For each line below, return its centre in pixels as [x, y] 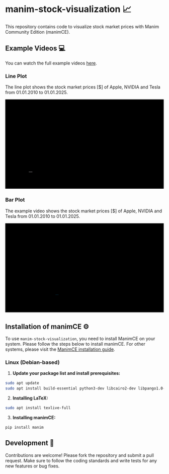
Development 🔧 [30, 443]
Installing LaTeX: [30, 398]
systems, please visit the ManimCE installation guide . [60, 349]
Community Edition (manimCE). [38, 32]
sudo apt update [22, 383]
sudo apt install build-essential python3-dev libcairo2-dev [71, 388]
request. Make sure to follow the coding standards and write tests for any [81, 460]
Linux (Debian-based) [32, 362]
